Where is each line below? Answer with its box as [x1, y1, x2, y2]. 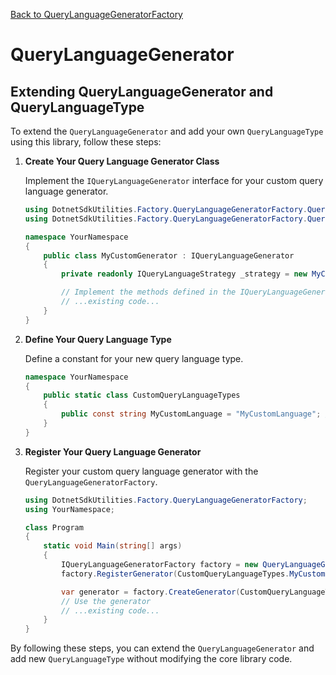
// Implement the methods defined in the [61, 287, 237, 298]
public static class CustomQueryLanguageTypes [43, 390, 241, 401]
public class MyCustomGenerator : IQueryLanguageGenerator [43, 250, 295, 261]
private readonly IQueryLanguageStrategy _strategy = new [61, 269, 308, 279]
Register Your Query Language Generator [24, 445, 202, 458]
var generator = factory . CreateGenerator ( [61, 587, 241, 597]
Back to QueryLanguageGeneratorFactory [10, 9, 183, 20]
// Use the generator [61, 596, 152, 606]
